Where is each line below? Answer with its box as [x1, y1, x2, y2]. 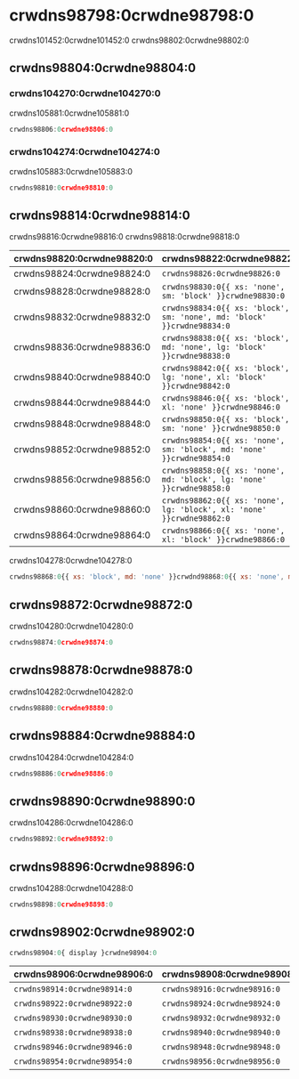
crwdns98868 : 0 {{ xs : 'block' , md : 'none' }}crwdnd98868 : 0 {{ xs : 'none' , [9, 572, 285, 581]
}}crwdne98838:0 [161, 351, 230, 361]
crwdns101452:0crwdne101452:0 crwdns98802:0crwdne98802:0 [9, 35, 249, 45]
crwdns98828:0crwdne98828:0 [13, 286, 151, 298]
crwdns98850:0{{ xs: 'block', [161, 415, 290, 425]
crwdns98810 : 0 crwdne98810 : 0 [9, 183, 114, 192]
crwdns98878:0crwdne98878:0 [9, 662, 193, 677]
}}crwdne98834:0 [161, 321, 230, 331]
